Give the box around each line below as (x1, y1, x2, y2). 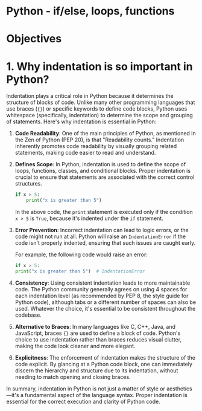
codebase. (14, 311, 42, 319)
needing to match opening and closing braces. (14, 373, 131, 380)
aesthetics (166, 385, 192, 392)
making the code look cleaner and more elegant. (14, 342, 136, 349)
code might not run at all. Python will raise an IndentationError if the (14, 233, 186, 240)
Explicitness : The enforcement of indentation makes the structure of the (14, 354, 196, 361)
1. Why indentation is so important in (6, 59, 193, 73)
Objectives (6, 32, 62, 46)
